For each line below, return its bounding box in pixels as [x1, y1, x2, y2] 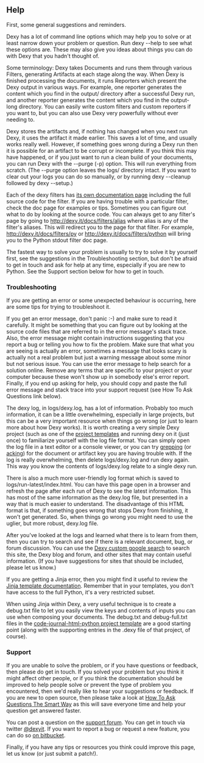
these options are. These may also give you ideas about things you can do [6, 46, 193, 53]
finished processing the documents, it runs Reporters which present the [6, 77, 187, 84]
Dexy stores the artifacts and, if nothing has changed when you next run [6, 127, 188, 135]
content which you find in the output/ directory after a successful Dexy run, [6, 90, 195, 97]
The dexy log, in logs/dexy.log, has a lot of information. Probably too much [6, 404, 194, 412]
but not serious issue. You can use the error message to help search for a [6, 360, 191, 368]
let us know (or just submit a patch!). [6, 750, 98, 758]
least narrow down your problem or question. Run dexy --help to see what [6, 39, 192, 46]
